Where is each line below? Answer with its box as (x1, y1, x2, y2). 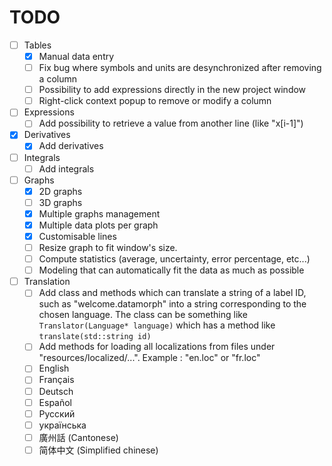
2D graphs (38, 185, 83, 197)
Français (38, 374, 75, 386)
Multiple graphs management (38, 207, 161, 220)
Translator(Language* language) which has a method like (38, 319, 276, 331)
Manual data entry (38, 51, 115, 62)
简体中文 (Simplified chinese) (38, 444, 159, 456)
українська (38, 419, 87, 431)
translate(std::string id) (38, 332, 152, 342)
